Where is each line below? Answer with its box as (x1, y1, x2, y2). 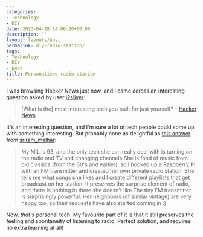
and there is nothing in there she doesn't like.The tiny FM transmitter (21, 187, 192, 194)
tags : (6, 48, 20, 54)
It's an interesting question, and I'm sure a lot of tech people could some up (6, 123, 195, 131)
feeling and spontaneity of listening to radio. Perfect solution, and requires (6, 218, 192, 225)
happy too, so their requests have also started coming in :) (21, 200, 167, 207)
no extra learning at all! (6, 224, 63, 232)
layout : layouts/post (6, 37, 61, 43)
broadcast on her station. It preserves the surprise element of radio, (21, 180, 190, 187)
